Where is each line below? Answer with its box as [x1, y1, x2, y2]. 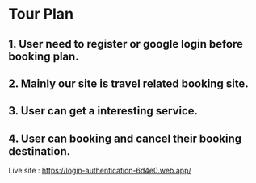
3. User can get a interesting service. [8, 104, 199, 118]
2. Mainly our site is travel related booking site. [8, 77, 249, 90]
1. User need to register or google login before [8, 37, 244, 51]
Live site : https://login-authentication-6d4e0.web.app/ [8, 166, 191, 176]
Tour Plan [8, 5, 74, 23]
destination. [8, 144, 71, 158]
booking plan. [8, 49, 79, 63]
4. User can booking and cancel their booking [8, 131, 242, 145]
